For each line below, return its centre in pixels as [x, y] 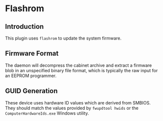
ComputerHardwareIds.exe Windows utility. [47, 113]
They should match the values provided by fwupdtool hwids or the [72, 108]
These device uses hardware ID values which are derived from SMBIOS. [78, 102]
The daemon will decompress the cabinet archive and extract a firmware [79, 65]
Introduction [25, 27]
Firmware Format [32, 53]
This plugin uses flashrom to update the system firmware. [63, 38]
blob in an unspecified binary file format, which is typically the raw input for [81, 70]
